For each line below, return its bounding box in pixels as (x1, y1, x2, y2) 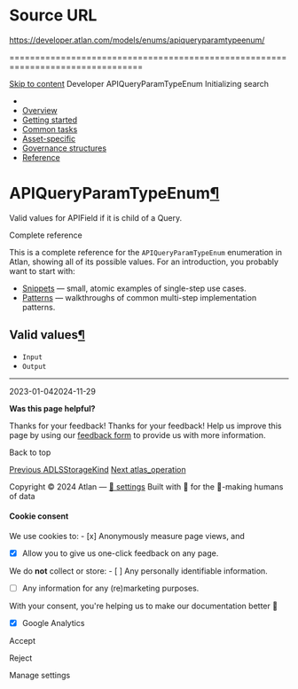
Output (21, 362, 47, 371)
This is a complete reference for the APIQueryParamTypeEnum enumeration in (9, 247, 282, 257)
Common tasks (21, 123, 78, 134)
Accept (9, 636, 35, 646)
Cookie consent (9, 511, 69, 521)
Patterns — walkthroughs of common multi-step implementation (21, 292, 257, 302)
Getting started (21, 114, 78, 125)
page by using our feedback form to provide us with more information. (9, 429, 266, 440)
